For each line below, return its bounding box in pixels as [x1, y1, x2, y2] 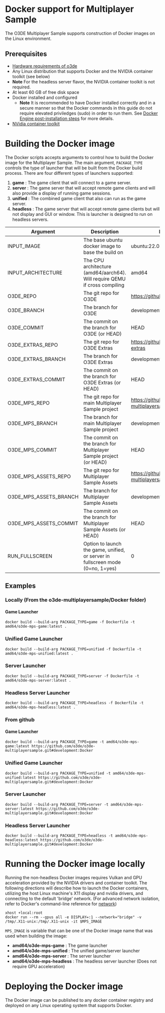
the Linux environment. [5, 36, 52, 41]
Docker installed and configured [12, 94, 78, 100]
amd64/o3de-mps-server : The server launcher [12, 953, 111, 959]
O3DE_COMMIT [7, 324, 44, 331]
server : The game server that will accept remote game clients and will [12, 185, 156, 191]
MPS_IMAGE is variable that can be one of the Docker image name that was [5, 928, 153, 934]
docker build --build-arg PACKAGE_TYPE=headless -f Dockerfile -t [5, 700, 144, 706]
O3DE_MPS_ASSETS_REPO [7, 473, 71, 480]
